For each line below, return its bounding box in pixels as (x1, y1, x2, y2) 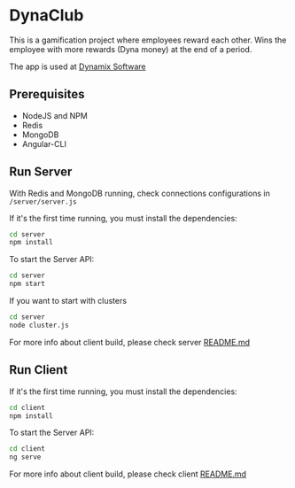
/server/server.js (9, 197, 77, 206)
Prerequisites (9, 87, 85, 102)
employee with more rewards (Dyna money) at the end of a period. (9, 43, 252, 54)
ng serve (9, 453, 42, 461)
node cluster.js (9, 321, 69, 329)
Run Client (9, 362, 68, 377)
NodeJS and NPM (21, 110, 89, 120)
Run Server (9, 165, 73, 180)
